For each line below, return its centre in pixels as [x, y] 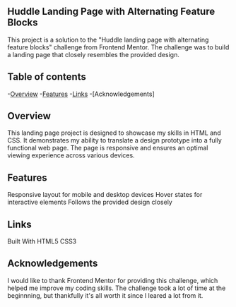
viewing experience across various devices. [71, 155]
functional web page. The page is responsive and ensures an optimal [108, 148]
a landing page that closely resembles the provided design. [94, 54]
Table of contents [47, 77]
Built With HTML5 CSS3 [42, 241]
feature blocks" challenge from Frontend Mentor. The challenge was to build [118, 47]
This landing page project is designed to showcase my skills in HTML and [114, 133]
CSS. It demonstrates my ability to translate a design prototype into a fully [115, 140]
